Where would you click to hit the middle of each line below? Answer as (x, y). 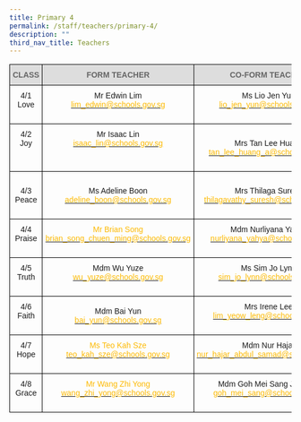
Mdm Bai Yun (118, 311)
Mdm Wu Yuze (118, 268)
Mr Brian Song (118, 230)
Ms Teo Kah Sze (118, 345)
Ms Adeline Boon (118, 191)
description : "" (39, 34)
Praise (26, 239)
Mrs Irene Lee (269, 307)
